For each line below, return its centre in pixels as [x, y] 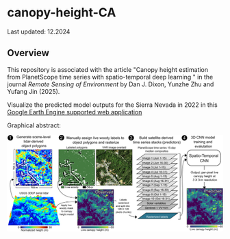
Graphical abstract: [34, 125]
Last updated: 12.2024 [39, 32]
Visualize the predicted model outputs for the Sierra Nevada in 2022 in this [112, 105]
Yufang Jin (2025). [34, 91]
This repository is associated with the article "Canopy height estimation [108, 69]
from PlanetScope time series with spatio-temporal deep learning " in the [110, 77]
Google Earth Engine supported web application [75, 112]
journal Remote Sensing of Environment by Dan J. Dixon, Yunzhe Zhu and [111, 84]
